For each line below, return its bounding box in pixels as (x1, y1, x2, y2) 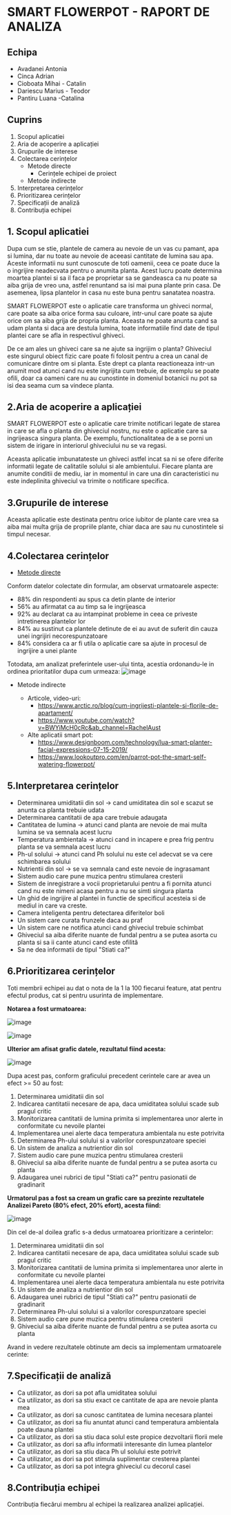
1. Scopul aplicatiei (7, 226, 90, 238)
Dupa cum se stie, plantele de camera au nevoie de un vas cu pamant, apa (7, 244, 219, 252)
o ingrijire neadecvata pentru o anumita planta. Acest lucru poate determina (7, 266, 222, 274)
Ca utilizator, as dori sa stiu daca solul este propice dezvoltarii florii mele (17, 1432, 223, 1441)
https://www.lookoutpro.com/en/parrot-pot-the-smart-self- (37, 753, 207, 761)
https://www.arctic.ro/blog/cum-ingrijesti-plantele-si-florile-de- (37, 702, 219, 710)
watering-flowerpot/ (37, 760, 95, 769)
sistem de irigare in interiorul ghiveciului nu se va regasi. (7, 442, 168, 450)
